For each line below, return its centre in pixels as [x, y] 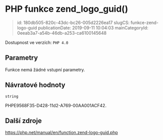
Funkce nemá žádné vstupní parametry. [45, 70]
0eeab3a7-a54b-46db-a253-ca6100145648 [62, 33]
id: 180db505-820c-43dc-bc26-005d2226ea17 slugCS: [73, 23]
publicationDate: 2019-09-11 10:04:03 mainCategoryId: [93, 27]
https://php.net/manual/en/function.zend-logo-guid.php [62, 133]
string [12, 96]
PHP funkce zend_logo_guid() [67, 9]
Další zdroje [23, 121]
